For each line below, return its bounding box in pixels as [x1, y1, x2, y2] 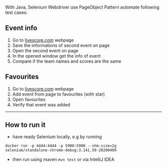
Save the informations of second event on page [12, 42, 110, 48]
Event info [5, 24, 37, 32]
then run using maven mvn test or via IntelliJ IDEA [12, 157, 115, 163]
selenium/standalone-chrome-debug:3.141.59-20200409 [5, 148, 117, 153]
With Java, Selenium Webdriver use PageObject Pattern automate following [5, 4, 160, 10]
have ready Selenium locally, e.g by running [12, 134, 102, 140]
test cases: [5, 9, 28, 15]
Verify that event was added [12, 101, 71, 107]
